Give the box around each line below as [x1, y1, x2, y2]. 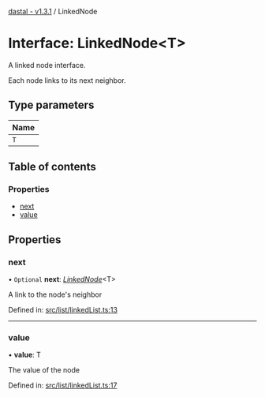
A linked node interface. [8, 60, 86, 69]
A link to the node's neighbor [8, 290, 103, 299]
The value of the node [8, 365, 80, 375]
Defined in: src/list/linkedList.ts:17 [8, 380, 118, 390]
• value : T [8, 350, 42, 360]
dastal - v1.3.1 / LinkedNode [8, 7, 98, 16]
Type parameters [8, 99, 95, 112]
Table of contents [8, 160, 96, 174]
